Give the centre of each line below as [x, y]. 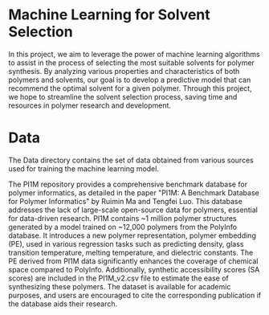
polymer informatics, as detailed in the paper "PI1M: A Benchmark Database [134, 192]
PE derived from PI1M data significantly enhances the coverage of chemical [133, 261]
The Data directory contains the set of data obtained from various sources [131, 160]
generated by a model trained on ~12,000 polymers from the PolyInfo [123, 227]
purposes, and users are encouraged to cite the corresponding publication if [135, 295]
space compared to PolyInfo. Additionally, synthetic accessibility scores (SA [134, 269]
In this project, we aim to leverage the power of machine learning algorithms [134, 54]
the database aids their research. [63, 304]
